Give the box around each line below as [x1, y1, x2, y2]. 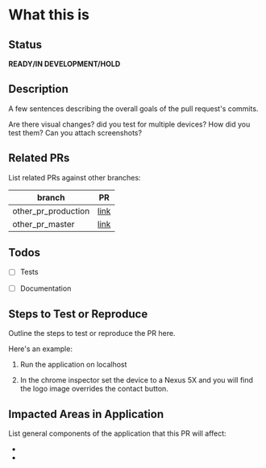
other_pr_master [12, 218, 75, 230]
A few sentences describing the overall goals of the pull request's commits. [8, 103, 259, 114]
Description [8, 82, 69, 96]
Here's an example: [8, 344, 73, 354]
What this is [8, 6, 90, 24]
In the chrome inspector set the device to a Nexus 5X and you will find [19, 375, 254, 385]
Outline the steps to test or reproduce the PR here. [8, 329, 176, 338]
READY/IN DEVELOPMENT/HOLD [8, 59, 121, 68]
